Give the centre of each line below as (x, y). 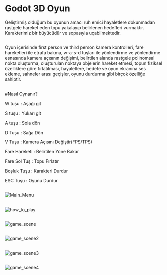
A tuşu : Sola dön (23, 123)
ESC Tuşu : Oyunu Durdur (32, 180)
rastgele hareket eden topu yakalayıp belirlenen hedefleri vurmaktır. (75, 27)
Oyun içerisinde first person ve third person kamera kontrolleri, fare (74, 47)
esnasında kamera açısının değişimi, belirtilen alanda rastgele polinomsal (80, 58)
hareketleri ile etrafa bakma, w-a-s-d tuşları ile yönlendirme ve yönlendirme (83, 53)
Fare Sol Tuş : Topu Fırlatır (32, 161)
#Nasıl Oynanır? (22, 94)
